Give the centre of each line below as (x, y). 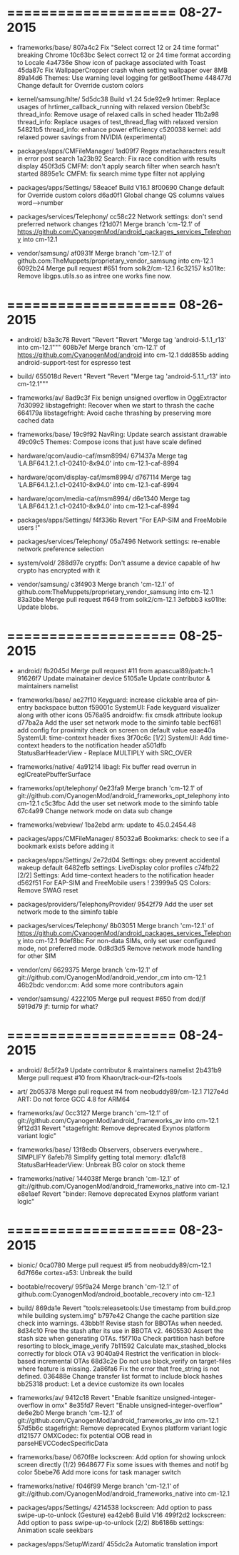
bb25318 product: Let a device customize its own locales (101, 1384)
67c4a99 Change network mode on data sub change (95, 810)
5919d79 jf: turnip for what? (57, 1006)
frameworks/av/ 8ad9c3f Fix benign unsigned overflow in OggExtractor (122, 398)
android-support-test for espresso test (74, 362)
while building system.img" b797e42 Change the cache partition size (118, 1315)
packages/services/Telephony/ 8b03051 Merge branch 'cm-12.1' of (116, 925)
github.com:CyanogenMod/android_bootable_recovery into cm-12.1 (116, 1294)
